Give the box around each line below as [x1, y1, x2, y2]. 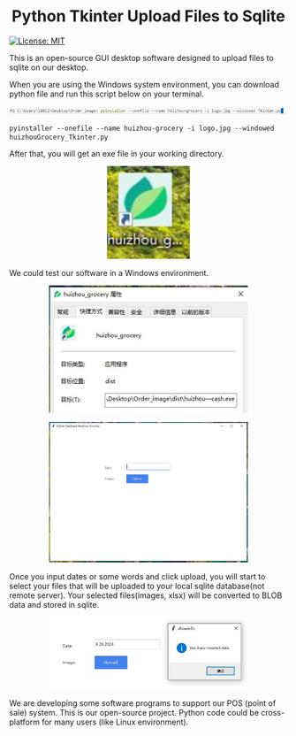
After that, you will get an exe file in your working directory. [9, 148, 224, 158]
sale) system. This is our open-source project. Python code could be [9, 707, 259, 717]
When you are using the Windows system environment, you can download [9, 79, 280, 89]
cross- [260, 707, 285, 717]
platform [9, 717, 40, 727]
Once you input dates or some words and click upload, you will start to [9, 571, 266, 582]
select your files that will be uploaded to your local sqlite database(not [9, 581, 265, 592]
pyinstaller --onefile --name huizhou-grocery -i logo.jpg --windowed [9, 124, 275, 133]
